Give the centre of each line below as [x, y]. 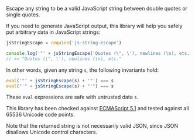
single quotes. [23, 15]
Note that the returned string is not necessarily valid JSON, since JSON [92, 126]
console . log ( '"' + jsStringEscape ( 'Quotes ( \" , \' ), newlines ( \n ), [91, 53]
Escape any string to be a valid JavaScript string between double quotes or [97, 8]
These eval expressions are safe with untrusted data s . [72, 97]
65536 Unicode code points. [40, 115]
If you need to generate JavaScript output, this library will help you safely [94, 26]
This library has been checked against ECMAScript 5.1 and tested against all [97, 108]
